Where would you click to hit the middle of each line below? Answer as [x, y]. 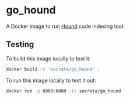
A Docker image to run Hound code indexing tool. [66, 26]
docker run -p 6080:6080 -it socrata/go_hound [64, 91]
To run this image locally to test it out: [51, 80]
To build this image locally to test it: [48, 58]
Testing [20, 44]
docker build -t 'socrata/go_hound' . [53, 69]
